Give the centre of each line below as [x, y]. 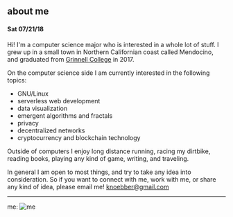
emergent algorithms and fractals [65, 115]
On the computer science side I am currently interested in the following [109, 73]
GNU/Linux [33, 94]
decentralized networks [51, 130]
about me [28, 11]
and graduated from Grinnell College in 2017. [71, 59]
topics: [17, 80]
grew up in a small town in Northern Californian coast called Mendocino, [110, 52]
